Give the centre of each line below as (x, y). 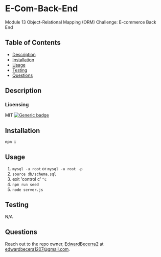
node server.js (28, 190)
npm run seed (25, 185)
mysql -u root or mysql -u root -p (47, 169)
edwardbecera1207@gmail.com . (37, 249)
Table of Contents (33, 43)
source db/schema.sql (34, 174)
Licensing (17, 105)
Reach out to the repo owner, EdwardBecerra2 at (54, 244)
